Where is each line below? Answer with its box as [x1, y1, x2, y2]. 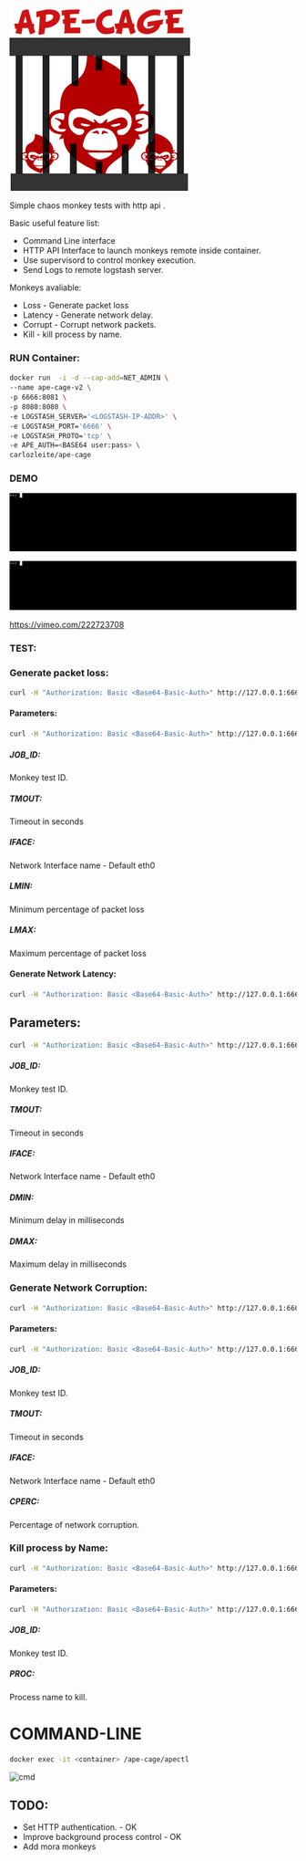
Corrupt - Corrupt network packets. [22, 319, 157, 329]
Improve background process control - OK [22, 1832, 182, 1843]
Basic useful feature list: [9, 218, 100, 228]
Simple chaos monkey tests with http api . [9, 200, 166, 211]
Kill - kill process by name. [22, 329, 123, 340]
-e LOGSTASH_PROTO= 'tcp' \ [9, 431, 112, 441]
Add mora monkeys [22, 1841, 97, 1852]
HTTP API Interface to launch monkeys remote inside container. [22, 246, 261, 256]
